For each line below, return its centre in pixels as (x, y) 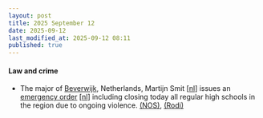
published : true (35, 45)
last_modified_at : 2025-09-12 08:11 (69, 38)
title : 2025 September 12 (51, 23)
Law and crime (33, 71)
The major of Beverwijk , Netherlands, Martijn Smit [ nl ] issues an (125, 88)
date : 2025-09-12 (37, 30)
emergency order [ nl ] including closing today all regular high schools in (137, 97)
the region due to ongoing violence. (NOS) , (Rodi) (102, 105)
